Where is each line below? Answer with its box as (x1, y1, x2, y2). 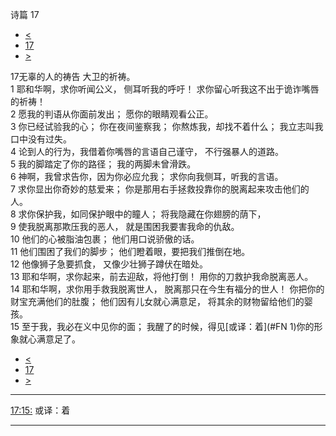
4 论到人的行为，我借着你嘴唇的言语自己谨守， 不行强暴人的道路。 (10, 146, 284, 157)
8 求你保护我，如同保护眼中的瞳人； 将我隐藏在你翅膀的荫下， (10, 208, 267, 220)
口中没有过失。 (10, 133, 72, 145)
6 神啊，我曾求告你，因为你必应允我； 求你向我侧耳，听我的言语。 (10, 171, 284, 182)
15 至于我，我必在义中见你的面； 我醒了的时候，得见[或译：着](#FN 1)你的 (10, 321, 315, 332)
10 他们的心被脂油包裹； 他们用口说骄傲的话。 (10, 233, 200, 245)
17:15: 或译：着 (10, 404, 71, 416)
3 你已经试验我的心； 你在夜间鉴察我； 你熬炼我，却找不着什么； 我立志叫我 (10, 121, 324, 132)
